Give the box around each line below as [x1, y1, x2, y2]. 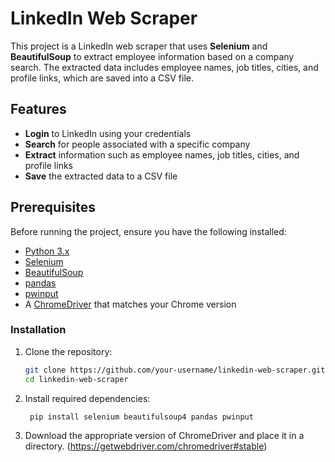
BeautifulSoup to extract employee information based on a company [10, 50, 295, 62]
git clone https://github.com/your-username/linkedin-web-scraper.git [24, 365, 326, 375]
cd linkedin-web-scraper [24, 374, 129, 384]
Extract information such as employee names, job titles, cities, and [24, 148, 300, 161]
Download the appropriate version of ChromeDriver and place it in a [24, 430, 305, 442]
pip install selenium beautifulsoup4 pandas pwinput [29, 412, 254, 422]
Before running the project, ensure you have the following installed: [10, 225, 287, 237]
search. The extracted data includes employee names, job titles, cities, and [10, 61, 319, 73]
